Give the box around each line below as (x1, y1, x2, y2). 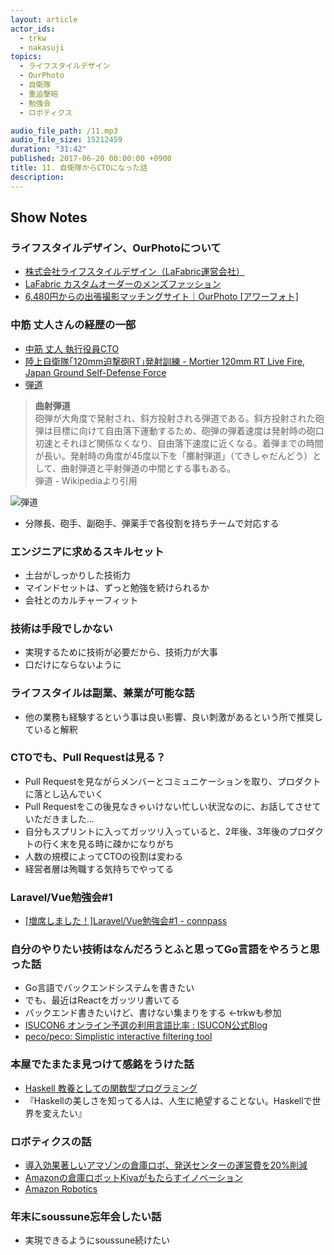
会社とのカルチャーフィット (24, 594, 139, 606)
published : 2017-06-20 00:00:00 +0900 (10, 154, 172, 164)
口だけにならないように (24, 659, 122, 671)
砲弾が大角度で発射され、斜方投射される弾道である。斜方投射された (34, 412, 316, 424)
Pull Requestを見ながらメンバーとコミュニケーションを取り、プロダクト (24, 775, 322, 787)
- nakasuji (19, 42, 65, 53)
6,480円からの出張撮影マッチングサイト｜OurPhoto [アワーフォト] (24, 291, 299, 303)
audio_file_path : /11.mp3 (10, 126, 118, 136)
